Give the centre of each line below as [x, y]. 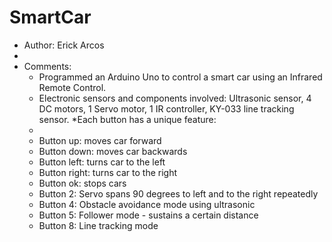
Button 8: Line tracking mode [98, 225]
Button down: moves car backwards [113, 151]
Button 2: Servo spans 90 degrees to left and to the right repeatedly [178, 193]
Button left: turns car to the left [102, 162]
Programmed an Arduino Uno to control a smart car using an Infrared [180, 77]
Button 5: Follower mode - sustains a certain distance [148, 215]
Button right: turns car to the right [107, 172]
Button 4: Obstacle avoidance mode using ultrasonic [147, 204]
